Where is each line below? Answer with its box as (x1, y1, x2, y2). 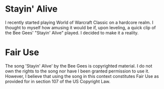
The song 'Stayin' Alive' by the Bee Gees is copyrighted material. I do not (5, 63, 153, 69)
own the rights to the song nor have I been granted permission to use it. (5, 68, 150, 74)
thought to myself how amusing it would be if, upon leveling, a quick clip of (5, 24, 156, 30)
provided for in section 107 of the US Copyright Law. (5, 78, 111, 84)
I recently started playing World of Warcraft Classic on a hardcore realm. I (5, 19, 153, 25)
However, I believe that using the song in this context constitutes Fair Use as (5, 73, 159, 79)
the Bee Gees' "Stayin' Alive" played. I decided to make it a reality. (5, 30, 139, 36)
